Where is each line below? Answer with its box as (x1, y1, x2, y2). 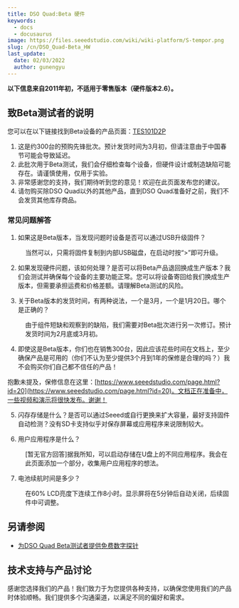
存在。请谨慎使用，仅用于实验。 (17, 169, 112, 178)
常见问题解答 (7, 216, 52, 226)
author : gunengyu (14, 64, 65, 71)
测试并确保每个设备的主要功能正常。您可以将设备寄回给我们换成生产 (30, 272, 230, 280)
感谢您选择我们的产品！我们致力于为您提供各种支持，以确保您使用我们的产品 (7, 584, 232, 593)
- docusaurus (14, 30, 53, 38)
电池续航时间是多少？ (17, 474, 80, 482)
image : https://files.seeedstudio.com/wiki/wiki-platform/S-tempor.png (7, 37, 224, 44)
